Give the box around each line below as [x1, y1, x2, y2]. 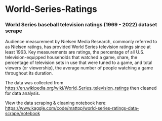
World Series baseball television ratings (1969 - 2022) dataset [5, 21, 157, 28]
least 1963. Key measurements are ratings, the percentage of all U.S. [5, 49, 145, 55]
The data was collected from [5, 80, 64, 86]
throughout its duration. [5, 70, 53, 76]
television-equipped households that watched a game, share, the [5, 55, 138, 60]
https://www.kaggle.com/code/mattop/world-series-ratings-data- [5, 105, 139, 111]
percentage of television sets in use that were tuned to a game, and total [5, 60, 153, 65]
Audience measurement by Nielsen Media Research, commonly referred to [5, 39, 157, 45]
